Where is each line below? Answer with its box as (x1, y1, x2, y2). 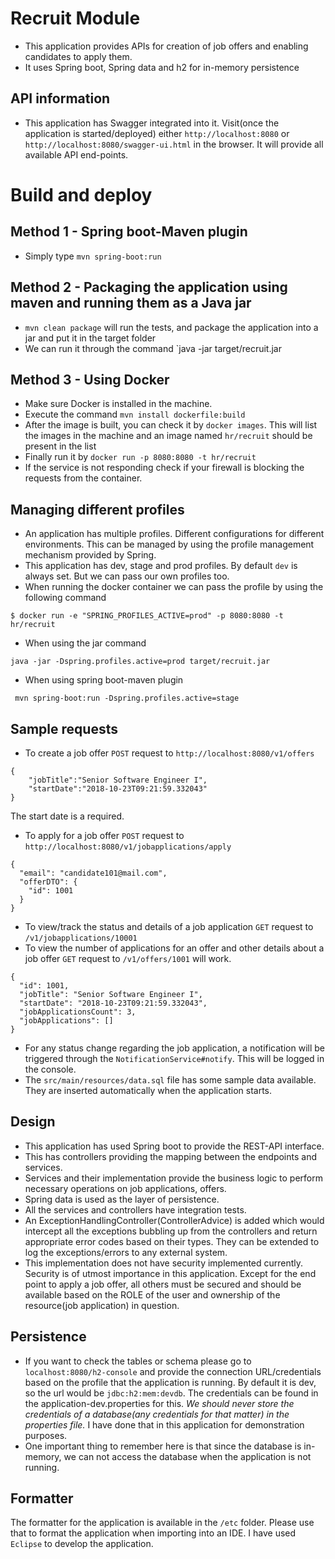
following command (24, 592, 107, 604)
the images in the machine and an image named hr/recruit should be (24, 430, 313, 442)
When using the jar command (24, 637, 147, 649)
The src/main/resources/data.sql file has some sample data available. (24, 1074, 317, 1086)
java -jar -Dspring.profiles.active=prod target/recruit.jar (10, 657, 271, 667)
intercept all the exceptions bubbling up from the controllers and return (24, 1225, 318, 1237)
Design (10, 1113, 56, 1131)
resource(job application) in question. (24, 1299, 180, 1311)
